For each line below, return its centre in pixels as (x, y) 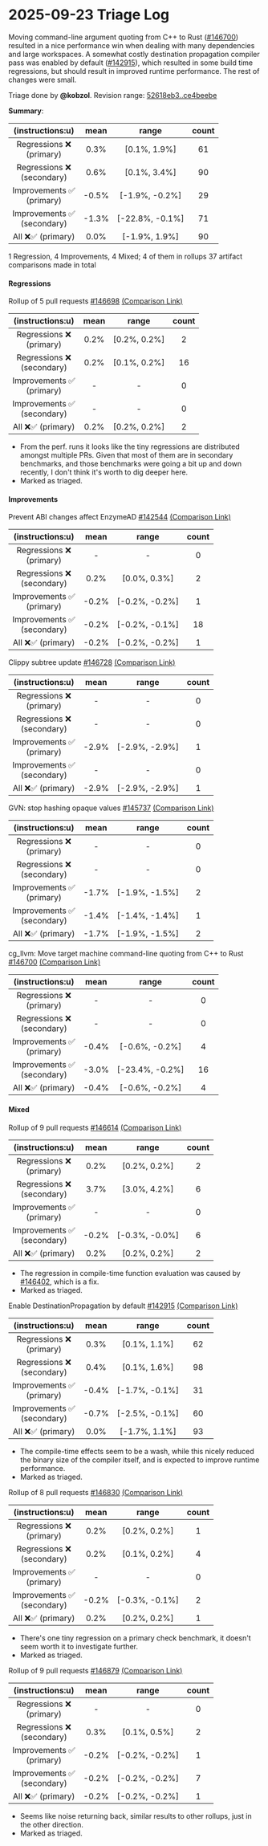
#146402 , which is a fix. (59, 1282)
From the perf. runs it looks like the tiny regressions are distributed (130, 446)
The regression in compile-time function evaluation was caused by (130, 1273)
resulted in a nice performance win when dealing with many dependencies (132, 45)
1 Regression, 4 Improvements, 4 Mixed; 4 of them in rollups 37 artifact (126, 256)
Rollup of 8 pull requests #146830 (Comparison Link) (95, 1492)
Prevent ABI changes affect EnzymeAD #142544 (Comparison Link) (120, 517)
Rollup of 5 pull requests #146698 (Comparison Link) (95, 301)
